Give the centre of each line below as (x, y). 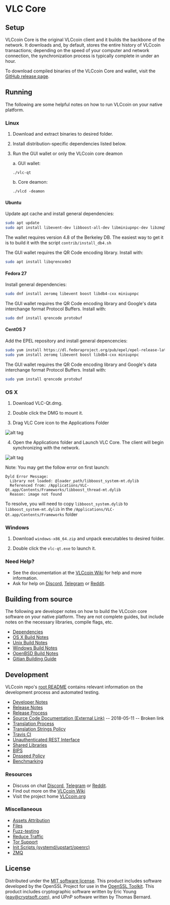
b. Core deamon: (30, 182)
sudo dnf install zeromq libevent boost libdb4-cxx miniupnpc (72, 294)
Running (19, 92)
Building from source (39, 599)
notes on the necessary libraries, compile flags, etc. (59, 622)
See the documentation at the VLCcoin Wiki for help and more (77, 572)
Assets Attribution (31, 820)
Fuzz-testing (26, 831)
